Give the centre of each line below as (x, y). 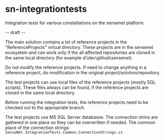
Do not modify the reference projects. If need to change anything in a (76, 67)
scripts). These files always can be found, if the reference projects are (77, 87)
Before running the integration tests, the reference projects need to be (77, 102)
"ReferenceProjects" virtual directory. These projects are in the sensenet (79, 47)
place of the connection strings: (38, 128)
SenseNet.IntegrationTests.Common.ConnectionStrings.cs (64, 132)
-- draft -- (15, 32)
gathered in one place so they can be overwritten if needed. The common (80, 122)
